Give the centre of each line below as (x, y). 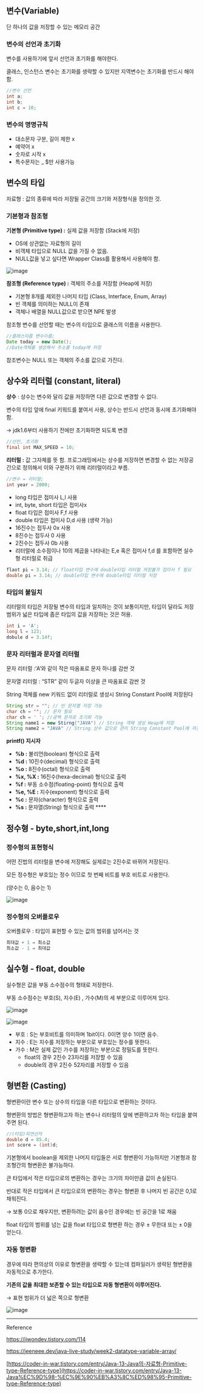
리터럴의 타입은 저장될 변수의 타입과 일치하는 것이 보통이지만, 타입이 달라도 (95, 607)
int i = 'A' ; (23, 626)
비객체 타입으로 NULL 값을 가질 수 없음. (62, 251)
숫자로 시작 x (30, 154)
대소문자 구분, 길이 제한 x (45, 138)
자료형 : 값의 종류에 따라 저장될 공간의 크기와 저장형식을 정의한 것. (84, 199)
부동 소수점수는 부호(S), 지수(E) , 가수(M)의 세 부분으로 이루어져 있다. (88, 997)
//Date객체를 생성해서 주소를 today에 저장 (54, 347)
